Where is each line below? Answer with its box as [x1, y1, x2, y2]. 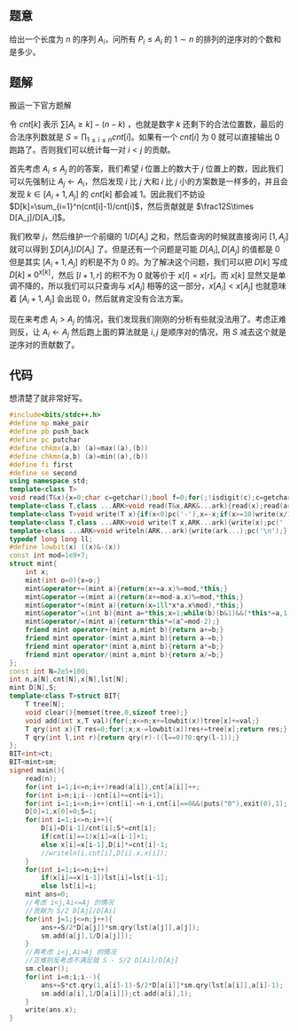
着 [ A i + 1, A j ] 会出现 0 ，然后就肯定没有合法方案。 [9, 293, 189, 307]
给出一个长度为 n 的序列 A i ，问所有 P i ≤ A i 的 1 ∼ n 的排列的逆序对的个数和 [9, 34, 282, 46]
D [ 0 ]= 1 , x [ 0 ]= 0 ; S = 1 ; [25, 807, 98, 816]
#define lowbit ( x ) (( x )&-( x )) [9, 543, 122, 552]
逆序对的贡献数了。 [9, 339, 80, 349]
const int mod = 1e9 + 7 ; [9, 551, 90, 560]
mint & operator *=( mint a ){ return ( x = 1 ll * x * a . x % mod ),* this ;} [25, 601, 244, 610]
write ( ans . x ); [25, 1005, 77, 1015]
